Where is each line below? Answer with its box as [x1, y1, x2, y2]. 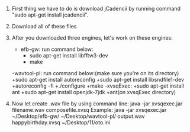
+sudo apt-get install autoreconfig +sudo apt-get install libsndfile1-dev [11, 76, 185, 83]
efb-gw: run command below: [20, 46, 94, 53]
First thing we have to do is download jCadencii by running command [11, 5, 181, 12]
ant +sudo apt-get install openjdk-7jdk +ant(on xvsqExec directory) [11, 89, 176, 95]
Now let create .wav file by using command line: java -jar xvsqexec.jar [11, 100, 183, 107]
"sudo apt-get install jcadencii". [11, 11, 89, 18]
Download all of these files [11, 23, 77, 30]
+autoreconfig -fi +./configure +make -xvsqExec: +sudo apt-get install [11, 82, 185, 89]
